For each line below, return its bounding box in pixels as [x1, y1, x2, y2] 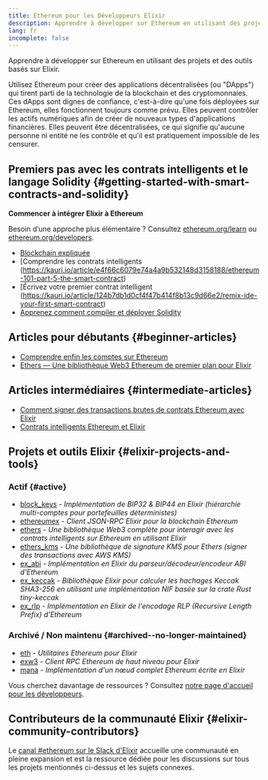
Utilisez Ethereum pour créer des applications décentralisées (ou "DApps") [8, 80, 254, 90]
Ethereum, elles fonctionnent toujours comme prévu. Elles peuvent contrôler [8, 105, 259, 115]
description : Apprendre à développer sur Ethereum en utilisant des [8, 19, 241, 27]
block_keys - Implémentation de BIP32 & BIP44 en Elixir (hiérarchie [19, 499, 241, 509]
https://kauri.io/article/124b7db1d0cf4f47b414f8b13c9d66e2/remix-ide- [22, 291, 258, 300]
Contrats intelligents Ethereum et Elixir [19, 421, 146, 432]
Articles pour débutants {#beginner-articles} [8, 331, 238, 344]
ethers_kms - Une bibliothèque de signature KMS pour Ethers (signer [19, 542, 247, 551]
